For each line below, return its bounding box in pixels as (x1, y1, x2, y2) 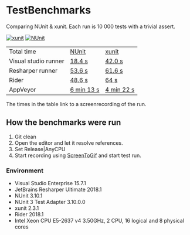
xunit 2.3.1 (14, 205, 39, 212)
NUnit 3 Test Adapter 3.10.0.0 (14, 199, 86, 206)
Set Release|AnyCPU (14, 145, 66, 152)
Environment (6, 166, 44, 175)
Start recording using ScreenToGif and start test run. (14, 152, 142, 159)
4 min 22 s (105, 86, 135, 94)
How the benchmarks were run (6, 118, 121, 128)
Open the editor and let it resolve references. (14, 139, 123, 147)
